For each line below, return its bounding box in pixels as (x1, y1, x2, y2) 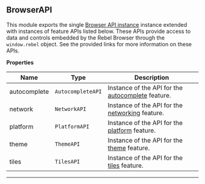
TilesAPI (54, 158, 81, 165)
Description (134, 73, 170, 82)
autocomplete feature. (107, 91, 171, 99)
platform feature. (107, 126, 156, 135)
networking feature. (107, 108, 165, 117)
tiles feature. (107, 161, 144, 169)
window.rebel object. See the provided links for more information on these (6, 40, 192, 48)
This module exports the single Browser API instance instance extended (6, 21, 187, 28)
